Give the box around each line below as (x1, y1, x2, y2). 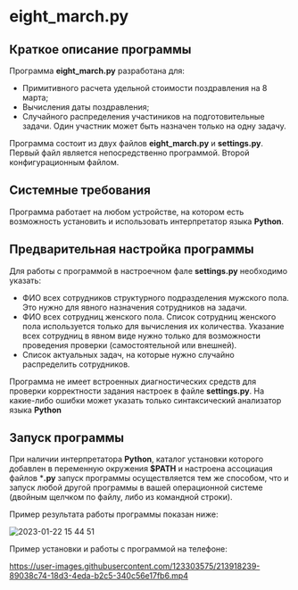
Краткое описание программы (9, 42, 192, 57)
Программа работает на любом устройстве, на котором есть (9, 206, 244, 217)
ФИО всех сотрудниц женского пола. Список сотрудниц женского (21, 311, 277, 322)
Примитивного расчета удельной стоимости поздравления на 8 (21, 83, 268, 93)
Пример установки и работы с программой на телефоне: (9, 544, 228, 554)
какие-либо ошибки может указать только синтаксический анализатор (9, 395, 282, 405)
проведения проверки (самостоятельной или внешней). (21, 339, 237, 350)
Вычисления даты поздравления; (21, 102, 150, 112)
